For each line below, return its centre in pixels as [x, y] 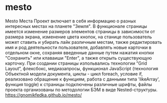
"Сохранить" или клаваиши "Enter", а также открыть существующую [79, 58]
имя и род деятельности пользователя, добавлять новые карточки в [78, 47]
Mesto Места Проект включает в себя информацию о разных [71, 21]
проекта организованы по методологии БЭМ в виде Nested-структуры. [82, 90]
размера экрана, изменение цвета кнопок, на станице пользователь [79, 37]
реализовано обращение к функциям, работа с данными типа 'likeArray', [83, 79]
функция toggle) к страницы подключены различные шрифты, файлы [79, 84]
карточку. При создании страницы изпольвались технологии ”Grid [76, 63]
